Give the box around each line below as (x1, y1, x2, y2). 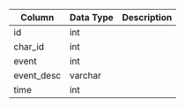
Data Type (69, 11, 115, 23)
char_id (13, 41, 45, 52)
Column (20, 11, 55, 23)
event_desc (13, 70, 62, 81)
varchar (69, 70, 101, 81)
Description (122, 11, 173, 23)
